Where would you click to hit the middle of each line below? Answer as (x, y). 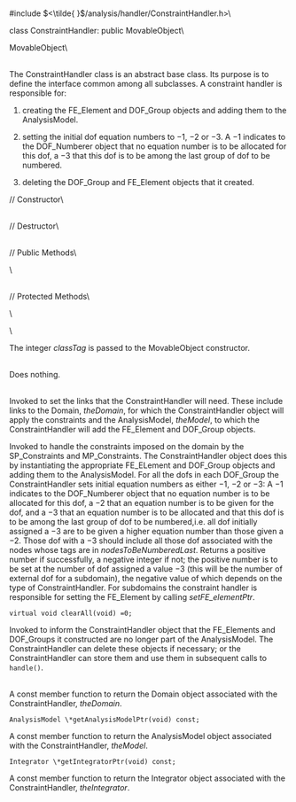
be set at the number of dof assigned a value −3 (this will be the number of (146, 569)
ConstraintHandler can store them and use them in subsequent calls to (138, 658)
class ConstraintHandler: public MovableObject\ (97, 31)
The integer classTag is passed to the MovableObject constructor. (130, 348)
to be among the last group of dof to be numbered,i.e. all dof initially (133, 522)
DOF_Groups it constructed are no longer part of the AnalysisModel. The (141, 639)
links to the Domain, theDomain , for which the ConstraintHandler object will (147, 410)
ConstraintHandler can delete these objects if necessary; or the (125, 649)
